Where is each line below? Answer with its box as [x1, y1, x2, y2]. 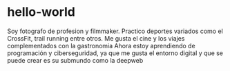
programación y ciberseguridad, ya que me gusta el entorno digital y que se [7, 49, 223, 57]
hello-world [7, 4, 76, 20]
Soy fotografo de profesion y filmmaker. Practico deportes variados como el [7, 27, 223, 35]
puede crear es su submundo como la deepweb [7, 56, 144, 64]
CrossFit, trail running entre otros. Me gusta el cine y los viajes [7, 34, 185, 42]
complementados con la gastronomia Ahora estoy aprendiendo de [7, 41, 195, 50]
